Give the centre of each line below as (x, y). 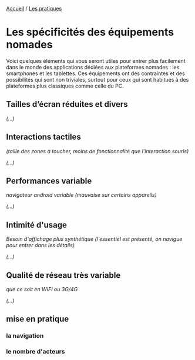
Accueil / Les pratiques (34, 9)
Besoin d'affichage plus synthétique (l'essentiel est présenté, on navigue (94, 239)
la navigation (25, 336)
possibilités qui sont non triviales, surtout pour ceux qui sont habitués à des (97, 79)
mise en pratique (38, 319)
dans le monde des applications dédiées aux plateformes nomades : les (93, 67)
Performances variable (49, 181)
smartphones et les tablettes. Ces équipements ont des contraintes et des (95, 73)
